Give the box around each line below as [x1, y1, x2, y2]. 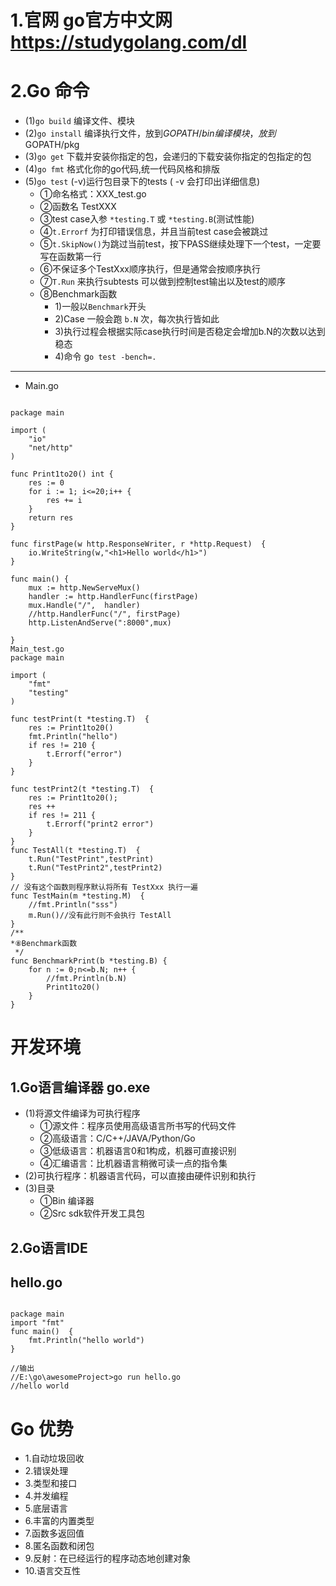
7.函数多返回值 [24, 1527, 85, 1540]
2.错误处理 [24, 1465, 69, 1477]
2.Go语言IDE [10, 1239, 88, 1256]
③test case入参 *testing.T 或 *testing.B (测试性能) [39, 213, 255, 225]
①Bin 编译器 [39, 1195, 95, 1207]
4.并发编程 [24, 1490, 69, 1502]
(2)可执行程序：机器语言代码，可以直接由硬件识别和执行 [24, 1170, 257, 1182]
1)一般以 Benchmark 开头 [54, 301, 147, 313]
